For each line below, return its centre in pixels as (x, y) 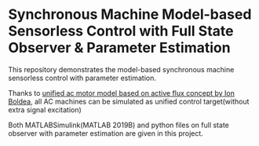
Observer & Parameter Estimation (119, 48)
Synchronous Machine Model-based (130, 15)
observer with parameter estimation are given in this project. (106, 133)
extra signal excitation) (45, 109)
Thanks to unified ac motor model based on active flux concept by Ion (122, 93)
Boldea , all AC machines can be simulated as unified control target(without (129, 101)
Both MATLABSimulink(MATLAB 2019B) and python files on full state (119, 125)
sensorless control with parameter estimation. (82, 78)
